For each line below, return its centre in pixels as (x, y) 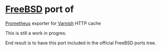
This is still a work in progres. (36, 33)
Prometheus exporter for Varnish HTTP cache (53, 23)
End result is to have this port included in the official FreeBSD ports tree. (81, 43)
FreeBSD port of (40, 9)
